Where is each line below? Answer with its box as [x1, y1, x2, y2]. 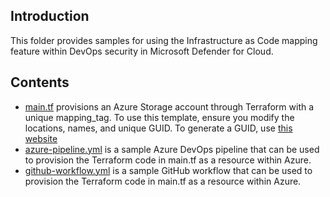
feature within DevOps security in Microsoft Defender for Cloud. [10, 45, 274, 57]
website [24, 132, 58, 144]
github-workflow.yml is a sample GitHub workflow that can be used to [24, 164, 313, 176]
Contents [10, 74, 70, 91]
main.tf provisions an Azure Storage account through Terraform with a [24, 100, 315, 113]
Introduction [10, 8, 90, 25]
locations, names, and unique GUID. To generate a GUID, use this [24, 122, 293, 134]
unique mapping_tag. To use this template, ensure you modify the [24, 111, 295, 123]
